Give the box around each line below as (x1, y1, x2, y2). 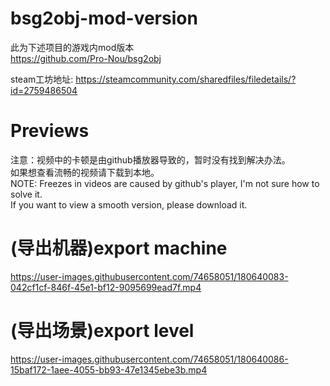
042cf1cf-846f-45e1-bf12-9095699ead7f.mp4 (10, 281, 202, 293)
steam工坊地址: (10, 73, 74, 85)
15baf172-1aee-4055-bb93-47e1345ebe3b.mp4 (10, 363, 208, 376)
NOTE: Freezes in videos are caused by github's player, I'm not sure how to (10, 177, 320, 189)
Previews (10, 120, 90, 142)
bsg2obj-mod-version (10, 7, 198, 30)
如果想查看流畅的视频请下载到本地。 (10, 166, 160, 178)
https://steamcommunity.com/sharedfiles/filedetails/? (75, 73, 297, 85)
